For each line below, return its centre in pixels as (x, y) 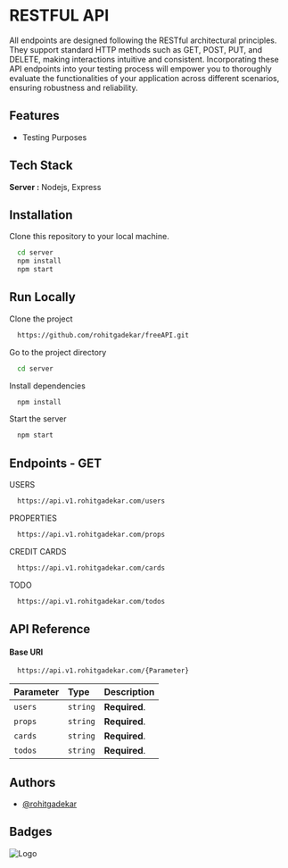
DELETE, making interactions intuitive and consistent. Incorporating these (144, 59)
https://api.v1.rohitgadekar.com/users (91, 501)
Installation (41, 215)
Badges (31, 832)
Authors (33, 782)
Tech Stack (41, 166)
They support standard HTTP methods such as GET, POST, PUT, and (136, 49)
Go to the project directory (58, 352)
